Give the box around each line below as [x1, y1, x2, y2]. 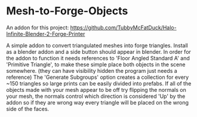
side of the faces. [6, 105, 50, 112]
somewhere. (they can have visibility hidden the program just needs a [6, 67, 177, 74]
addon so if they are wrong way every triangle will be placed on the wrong [6, 98, 189, 106]
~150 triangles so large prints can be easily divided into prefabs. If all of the [6, 79, 192, 87]
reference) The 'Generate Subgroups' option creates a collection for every [6, 73, 189, 81]
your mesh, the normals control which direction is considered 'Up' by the [6, 93, 186, 100]
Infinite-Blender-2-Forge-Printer [6, 30, 85, 37]
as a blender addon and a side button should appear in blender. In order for [6, 48, 191, 55]
